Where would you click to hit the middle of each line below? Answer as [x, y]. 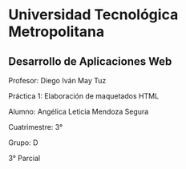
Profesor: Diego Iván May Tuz [57, 80]
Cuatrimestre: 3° [36, 127]
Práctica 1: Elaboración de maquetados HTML [84, 96]
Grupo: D [23, 143]
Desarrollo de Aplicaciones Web [90, 61]
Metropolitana [57, 32]
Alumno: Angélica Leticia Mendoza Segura [79, 111]
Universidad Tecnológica [93, 15]
